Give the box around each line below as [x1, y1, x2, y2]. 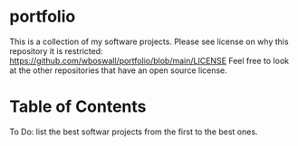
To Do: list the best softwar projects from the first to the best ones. [9, 126, 258, 137]
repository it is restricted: [9, 45, 103, 56]
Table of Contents [9, 96, 147, 117]
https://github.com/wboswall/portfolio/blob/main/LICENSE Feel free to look [9, 55, 290, 66]
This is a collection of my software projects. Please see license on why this [9, 36, 289, 47]
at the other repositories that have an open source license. [9, 65, 228, 76]
